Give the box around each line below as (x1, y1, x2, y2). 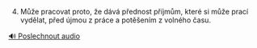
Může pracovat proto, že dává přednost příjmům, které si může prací (19, 7, 249, 16)
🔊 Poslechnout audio (8, 31, 81, 41)
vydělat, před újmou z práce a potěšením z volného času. (19, 15, 212, 25)
